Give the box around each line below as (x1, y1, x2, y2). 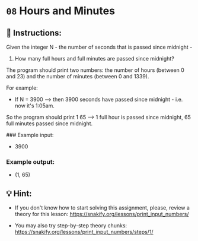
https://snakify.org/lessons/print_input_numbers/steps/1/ (14, 229, 154, 236)
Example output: (6, 157, 55, 166)
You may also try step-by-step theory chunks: (14, 222, 127, 229)
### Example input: (6, 132, 54, 138)
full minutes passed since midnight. (6, 120, 93, 127)
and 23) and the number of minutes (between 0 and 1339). (6, 73, 149, 80)
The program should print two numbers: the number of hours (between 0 (6, 66, 185, 74)
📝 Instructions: (6, 28, 62, 38)
